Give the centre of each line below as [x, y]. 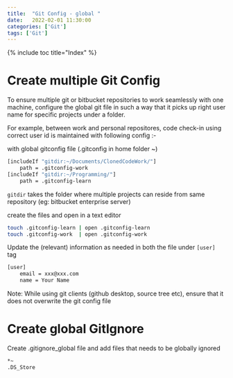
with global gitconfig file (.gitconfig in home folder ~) [83, 149]
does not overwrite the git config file [59, 301]
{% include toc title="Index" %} [52, 53]
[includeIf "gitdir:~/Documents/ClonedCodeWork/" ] [82, 162]
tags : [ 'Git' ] [28, 33]
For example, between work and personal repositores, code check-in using [114, 128]
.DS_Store [21, 367]
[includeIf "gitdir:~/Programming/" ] [62, 174]
